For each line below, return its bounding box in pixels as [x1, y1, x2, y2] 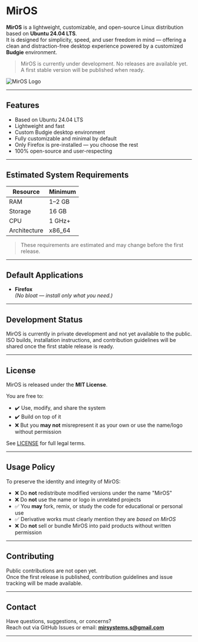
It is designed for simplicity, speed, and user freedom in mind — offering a [6, 36, 187, 43]
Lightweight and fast [14, 122, 65, 129]
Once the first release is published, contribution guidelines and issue [6, 573, 173, 580]
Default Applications [6, 270, 84, 280]
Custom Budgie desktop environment [14, 129, 105, 136]
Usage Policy [6, 462, 55, 472]
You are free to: [6, 393, 44, 399]
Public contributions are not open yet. [6, 567, 98, 574]
